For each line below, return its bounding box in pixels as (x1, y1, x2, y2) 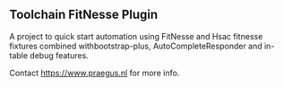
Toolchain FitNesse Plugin (9, 7, 159, 22)
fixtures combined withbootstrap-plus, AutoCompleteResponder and (9, 40, 262, 51)
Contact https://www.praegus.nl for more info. (9, 67, 180, 78)
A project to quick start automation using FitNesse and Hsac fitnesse (9, 30, 263, 41)
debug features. (30, 49, 90, 61)
